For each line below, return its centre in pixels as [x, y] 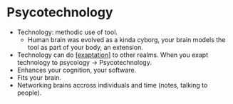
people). [29, 93]
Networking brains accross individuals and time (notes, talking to [112, 85]
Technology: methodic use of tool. [67, 32]
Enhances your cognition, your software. [77, 70]
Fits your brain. [39, 77]
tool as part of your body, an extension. [85, 47]
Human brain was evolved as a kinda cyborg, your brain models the [126, 39]
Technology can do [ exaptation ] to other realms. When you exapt [112, 55]
